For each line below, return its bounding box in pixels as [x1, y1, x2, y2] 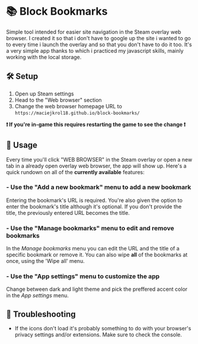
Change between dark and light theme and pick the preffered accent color [6, 285, 188, 293]
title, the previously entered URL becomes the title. [6, 209, 130, 216]
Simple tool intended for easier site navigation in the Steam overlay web [6, 28, 181, 36]
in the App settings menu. [6, 292, 69, 299]
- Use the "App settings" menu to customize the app [6, 272, 160, 281]
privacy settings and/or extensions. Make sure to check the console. [14, 331, 183, 338]
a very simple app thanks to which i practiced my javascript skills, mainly [6, 47, 184, 54]
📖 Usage [6, 140, 37, 150]
